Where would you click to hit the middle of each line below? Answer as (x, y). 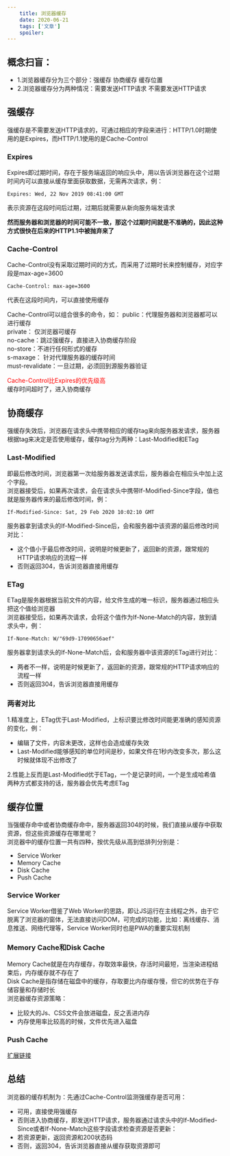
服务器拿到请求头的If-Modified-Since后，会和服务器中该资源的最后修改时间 (113, 526)
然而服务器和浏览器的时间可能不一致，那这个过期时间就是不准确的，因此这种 (115, 222)
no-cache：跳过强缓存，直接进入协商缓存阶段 (72, 340)
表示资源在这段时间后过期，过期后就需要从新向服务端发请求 (91, 208)
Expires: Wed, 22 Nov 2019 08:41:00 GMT (66, 194)
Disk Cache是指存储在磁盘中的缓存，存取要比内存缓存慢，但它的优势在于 (110, 981)
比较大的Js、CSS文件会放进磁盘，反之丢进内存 (84, 1013)
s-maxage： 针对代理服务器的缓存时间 (61, 357)
